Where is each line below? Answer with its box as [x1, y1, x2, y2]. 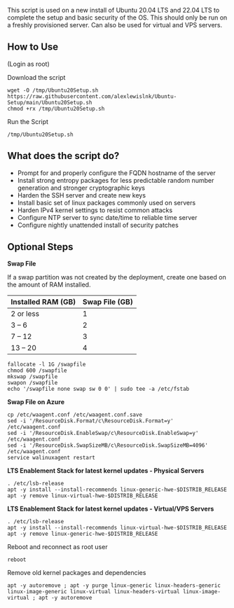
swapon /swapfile [7, 380, 58, 387]
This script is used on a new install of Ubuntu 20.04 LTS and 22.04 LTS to [7, 6, 220, 14]
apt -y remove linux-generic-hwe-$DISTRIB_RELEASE [7, 530, 158, 538]
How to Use [7, 41, 59, 53]
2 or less [11, 309, 40, 319]
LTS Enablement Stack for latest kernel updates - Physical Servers [7, 467, 205, 475]
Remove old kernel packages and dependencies [7, 569, 146, 577]
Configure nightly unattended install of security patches [17, 221, 179, 229]
